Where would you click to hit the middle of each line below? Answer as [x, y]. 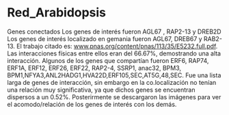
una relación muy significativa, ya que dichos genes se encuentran [101, 90]
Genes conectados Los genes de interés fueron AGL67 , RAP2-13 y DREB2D [114, 31]
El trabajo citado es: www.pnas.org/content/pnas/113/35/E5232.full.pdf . [117, 46]
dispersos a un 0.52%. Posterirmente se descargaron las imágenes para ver [114, 97]
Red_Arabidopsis [57, 13]
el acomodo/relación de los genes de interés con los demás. [92, 104]
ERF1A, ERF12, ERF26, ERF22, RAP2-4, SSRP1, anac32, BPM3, [94, 68]
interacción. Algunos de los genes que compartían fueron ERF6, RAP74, [108, 60]
